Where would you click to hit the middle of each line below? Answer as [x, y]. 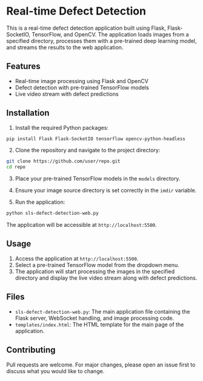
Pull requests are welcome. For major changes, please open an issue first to [101, 365]
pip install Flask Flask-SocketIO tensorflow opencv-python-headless [96, 139]
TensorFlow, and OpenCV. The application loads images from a [110, 34]
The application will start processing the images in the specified [95, 271]
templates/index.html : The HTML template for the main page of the [99, 324]
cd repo [16, 167]
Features [23, 66]
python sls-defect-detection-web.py [52, 214]
